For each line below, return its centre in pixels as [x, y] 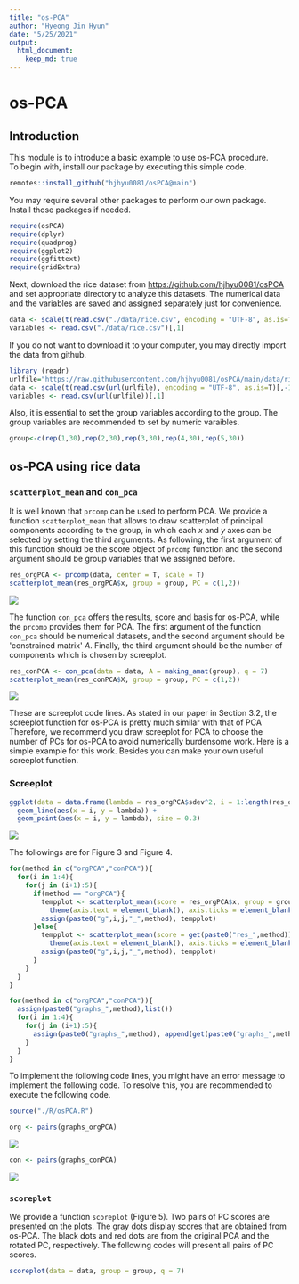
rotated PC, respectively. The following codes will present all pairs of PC [141, 1246]
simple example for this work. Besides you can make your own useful [136, 751]
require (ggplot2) [41, 251]
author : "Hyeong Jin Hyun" [59, 26]
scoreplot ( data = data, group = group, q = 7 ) [97, 1272]
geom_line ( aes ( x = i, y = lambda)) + [87, 811]
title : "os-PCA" [39, 17]
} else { [45, 927]
